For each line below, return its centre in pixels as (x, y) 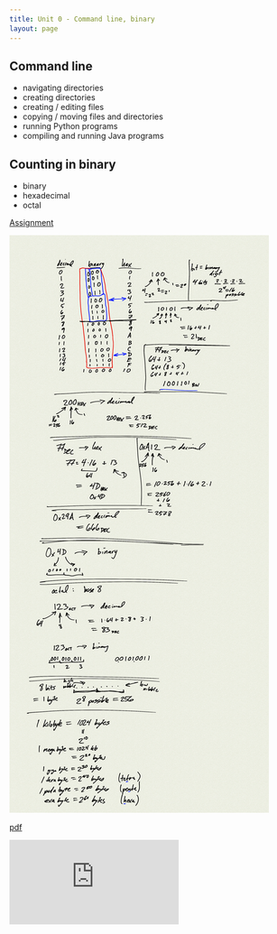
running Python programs (70, 126)
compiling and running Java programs (93, 136)
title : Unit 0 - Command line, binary (82, 19)
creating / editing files (63, 107)
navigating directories (63, 88)
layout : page (34, 28)
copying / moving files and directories (93, 116)
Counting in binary (63, 164)
